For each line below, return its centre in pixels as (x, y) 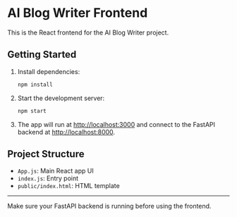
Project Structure (46, 154)
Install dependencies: (49, 71)
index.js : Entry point (48, 178)
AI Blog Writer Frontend (78, 13)
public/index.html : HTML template (68, 186)
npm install (35, 85)
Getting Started (42, 55)
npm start (32, 111)
